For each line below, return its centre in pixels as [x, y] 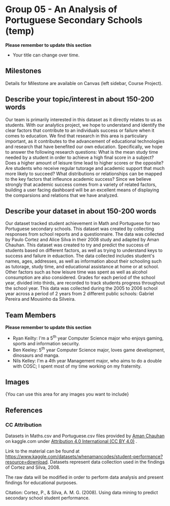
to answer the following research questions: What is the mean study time [82, 152]
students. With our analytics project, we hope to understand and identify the [85, 125]
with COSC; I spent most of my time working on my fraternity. [77, 366]
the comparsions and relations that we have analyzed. [62, 195]
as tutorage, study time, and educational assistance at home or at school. [82, 267]
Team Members [31, 315]
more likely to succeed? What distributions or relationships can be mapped [84, 174]
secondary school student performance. [48, 498]
